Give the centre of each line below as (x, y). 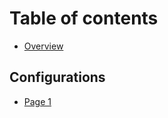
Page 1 (37, 101)
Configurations (57, 77)
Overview (43, 46)
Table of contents (84, 18)
